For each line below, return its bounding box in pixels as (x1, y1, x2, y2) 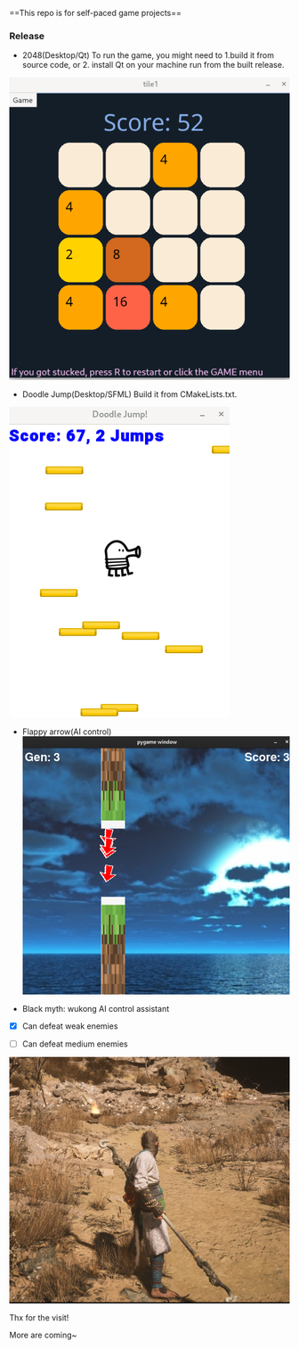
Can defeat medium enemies (21, 1039, 128, 1049)
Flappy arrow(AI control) (21, 726, 112, 737)
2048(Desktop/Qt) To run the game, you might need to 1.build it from (21, 50, 274, 61)
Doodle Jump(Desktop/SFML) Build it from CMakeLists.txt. (21, 388, 238, 400)
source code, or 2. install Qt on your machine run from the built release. (21, 60, 285, 70)
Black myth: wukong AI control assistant (21, 1003, 170, 1014)
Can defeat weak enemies (21, 1021, 118, 1031)
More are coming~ (9, 1329, 77, 1341)
